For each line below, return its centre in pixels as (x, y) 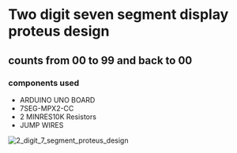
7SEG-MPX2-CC (47, 108)
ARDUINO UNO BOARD (57, 99)
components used (44, 83)
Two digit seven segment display (118, 15)
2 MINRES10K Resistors (58, 117)
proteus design (59, 31)
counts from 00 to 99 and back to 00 (100, 60)
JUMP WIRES (41, 125)
